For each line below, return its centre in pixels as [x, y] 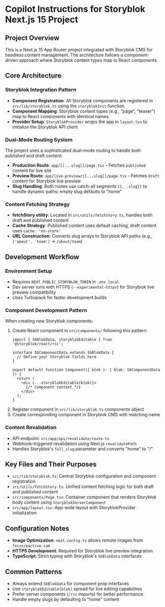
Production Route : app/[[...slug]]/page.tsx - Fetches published [79, 165]
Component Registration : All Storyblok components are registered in [82, 100]
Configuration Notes [37, 528]
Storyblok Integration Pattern [41, 90]
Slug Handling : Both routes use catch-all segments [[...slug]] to [80, 186]
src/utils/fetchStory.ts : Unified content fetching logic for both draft [83, 487]
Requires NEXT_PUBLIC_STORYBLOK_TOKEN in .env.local [66, 282]
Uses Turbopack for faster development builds [59, 297]
